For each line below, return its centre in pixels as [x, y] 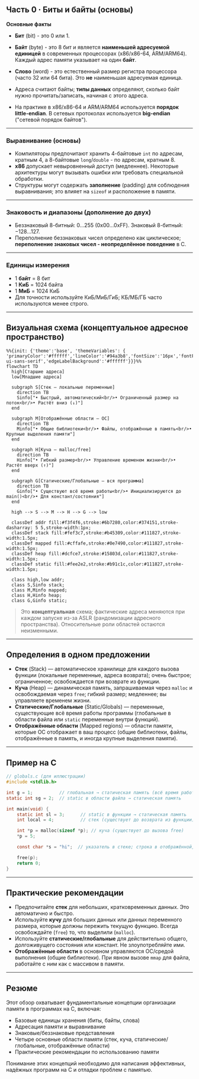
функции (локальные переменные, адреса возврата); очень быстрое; [103, 675]
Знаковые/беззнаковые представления [65, 1033]
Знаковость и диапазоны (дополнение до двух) [78, 212]
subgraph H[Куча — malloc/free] [52, 449]
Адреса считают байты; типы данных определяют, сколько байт [97, 89]
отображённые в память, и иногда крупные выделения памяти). [96, 738]
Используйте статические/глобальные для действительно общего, [101, 939]
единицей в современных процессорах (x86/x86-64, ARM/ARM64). [101, 54]
